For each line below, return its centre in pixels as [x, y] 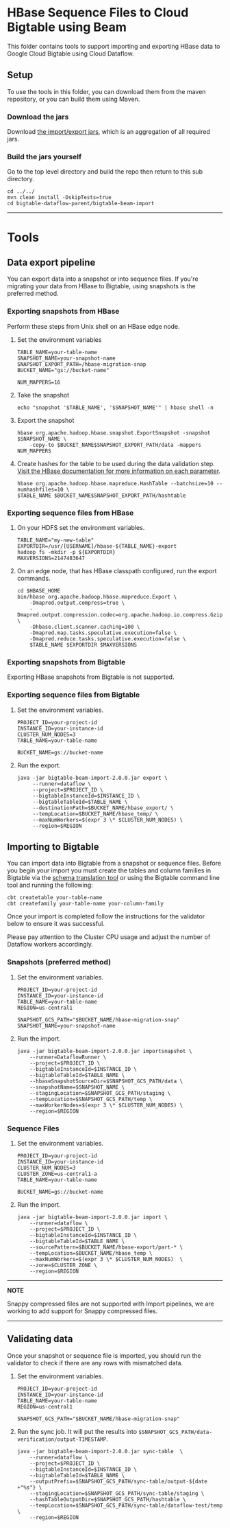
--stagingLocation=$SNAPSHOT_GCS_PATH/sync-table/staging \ [117, 1493]
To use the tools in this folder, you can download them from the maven [106, 91]
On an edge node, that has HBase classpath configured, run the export [117, 570]
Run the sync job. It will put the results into [77, 1431]
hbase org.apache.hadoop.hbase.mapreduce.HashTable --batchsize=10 [115, 483]
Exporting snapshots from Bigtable [66, 662]
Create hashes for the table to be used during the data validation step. [116, 463]
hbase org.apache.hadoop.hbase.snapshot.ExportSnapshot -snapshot [114, 433]
